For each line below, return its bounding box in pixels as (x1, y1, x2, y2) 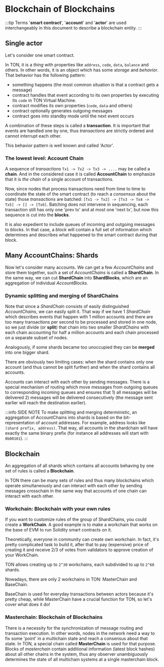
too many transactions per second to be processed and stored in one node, (5, 319, 158, 325)
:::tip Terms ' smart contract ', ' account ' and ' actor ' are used (5, 20, 126, 26)
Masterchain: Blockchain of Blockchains (5, 614, 103, 621)
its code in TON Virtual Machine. (12, 97, 77, 103)
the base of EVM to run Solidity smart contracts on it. (5, 527, 112, 533)
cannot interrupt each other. (5, 133, 62, 139)
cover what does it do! (5, 602, 50, 608)
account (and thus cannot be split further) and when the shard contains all (5, 364, 155, 370)
